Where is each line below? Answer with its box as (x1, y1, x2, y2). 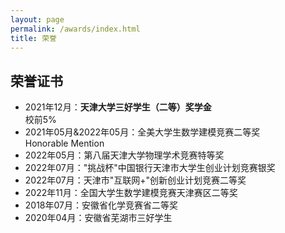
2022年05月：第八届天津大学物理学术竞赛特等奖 (24, 149, 225, 161)
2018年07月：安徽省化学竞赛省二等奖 (24, 199, 179, 211)
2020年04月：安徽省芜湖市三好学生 (24, 212, 173, 224)
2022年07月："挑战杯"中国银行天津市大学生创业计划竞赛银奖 (24, 162, 276, 174)
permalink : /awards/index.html (10, 24, 141, 34)
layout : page (10, 14, 65, 25)
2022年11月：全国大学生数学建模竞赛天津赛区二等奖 (24, 187, 238, 199)
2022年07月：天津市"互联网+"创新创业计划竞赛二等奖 (24, 174, 247, 186)
